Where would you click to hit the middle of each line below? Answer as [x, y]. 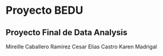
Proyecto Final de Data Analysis [67, 32]
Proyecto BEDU [45, 10]
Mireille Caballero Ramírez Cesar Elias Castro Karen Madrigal [81, 46]
